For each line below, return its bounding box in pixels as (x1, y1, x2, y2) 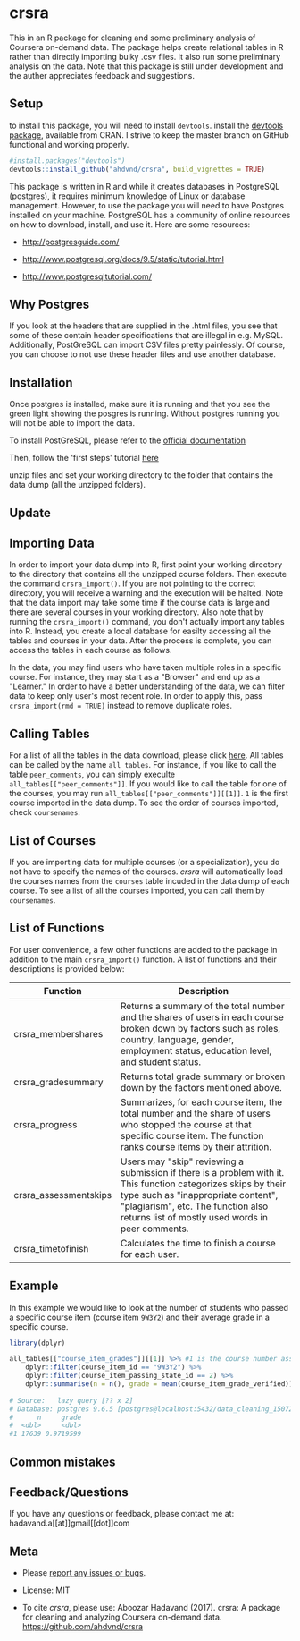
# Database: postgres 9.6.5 (9, 1404, 114, 1414)
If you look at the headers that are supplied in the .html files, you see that (9, 320, 279, 331)
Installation (9, 375, 73, 390)
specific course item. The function (120, 1129, 264, 1142)
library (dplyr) (9, 1339, 66, 1348)
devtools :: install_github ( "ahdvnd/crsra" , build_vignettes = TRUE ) (9, 165, 266, 174)
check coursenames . (9, 807, 80, 818)
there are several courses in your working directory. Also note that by (9, 607, 264, 617)
